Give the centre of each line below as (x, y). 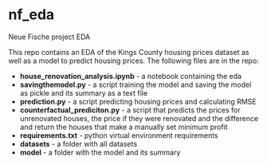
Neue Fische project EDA (49, 37)
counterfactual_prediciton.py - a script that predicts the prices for (130, 110)
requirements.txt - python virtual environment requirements (119, 135)
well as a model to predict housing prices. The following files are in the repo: (133, 61)
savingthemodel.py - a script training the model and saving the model (135, 84)
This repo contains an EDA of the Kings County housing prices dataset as (129, 52)
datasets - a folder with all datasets (79, 143)
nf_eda (31, 15)
